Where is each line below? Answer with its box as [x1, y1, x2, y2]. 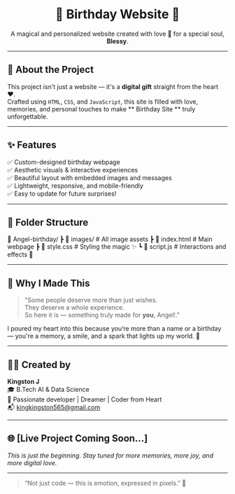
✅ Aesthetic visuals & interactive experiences [7, 165, 138, 174]
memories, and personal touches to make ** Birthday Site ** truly [7, 104, 196, 113]
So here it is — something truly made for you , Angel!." [24, 311, 180, 320]
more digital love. [7, 458, 57, 467]
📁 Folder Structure [7, 217, 89, 228]
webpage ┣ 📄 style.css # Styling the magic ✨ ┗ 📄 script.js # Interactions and [7, 242, 227, 251]
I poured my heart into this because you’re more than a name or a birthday [7, 324, 222, 333]
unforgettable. [7, 112, 48, 121]
